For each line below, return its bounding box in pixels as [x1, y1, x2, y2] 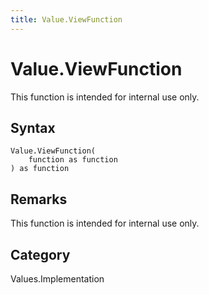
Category [10, 246, 71, 263]
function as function [28, 155, 118, 165]
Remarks [10, 191, 68, 208]
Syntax [10, 119, 56, 136]
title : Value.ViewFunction [10, 14, 123, 25]
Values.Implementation [10, 273, 105, 285]
